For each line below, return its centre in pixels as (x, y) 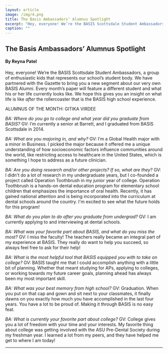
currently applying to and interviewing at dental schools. (63, 222)
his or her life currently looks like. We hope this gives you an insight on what (83, 93)
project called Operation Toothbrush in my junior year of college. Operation (82, 180)
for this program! (22, 207)
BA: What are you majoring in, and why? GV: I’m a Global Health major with (82, 138)
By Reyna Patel (21, 61)
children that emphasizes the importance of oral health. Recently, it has (78, 191)
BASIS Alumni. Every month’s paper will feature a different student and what (83, 88)
